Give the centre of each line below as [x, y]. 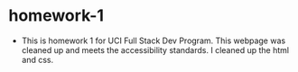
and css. [37, 59]
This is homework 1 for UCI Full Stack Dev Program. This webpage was [154, 40]
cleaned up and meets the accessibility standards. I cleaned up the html [155, 49]
